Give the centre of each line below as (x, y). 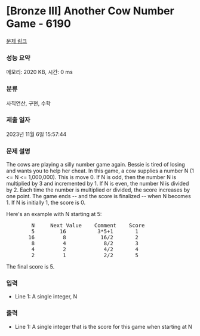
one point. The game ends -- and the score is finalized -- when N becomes (99, 196)
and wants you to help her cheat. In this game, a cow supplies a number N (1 (100, 171)
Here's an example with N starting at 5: (54, 214)
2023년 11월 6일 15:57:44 (36, 134)
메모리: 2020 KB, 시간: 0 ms (39, 72)
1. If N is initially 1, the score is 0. (46, 203)
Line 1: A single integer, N (46, 297)
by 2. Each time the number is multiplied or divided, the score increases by (98, 190)
